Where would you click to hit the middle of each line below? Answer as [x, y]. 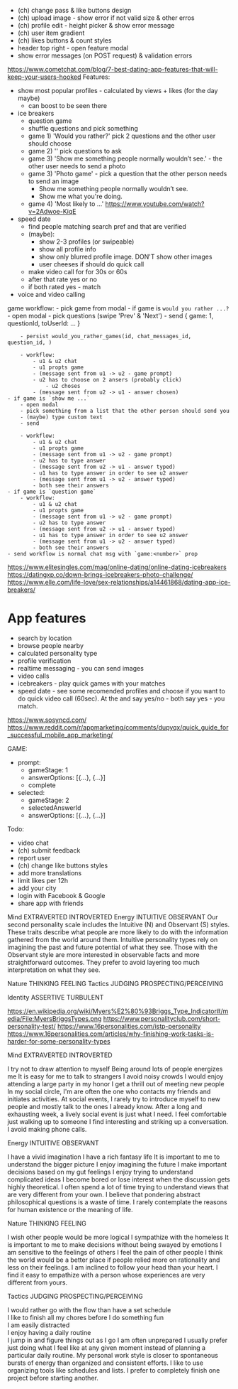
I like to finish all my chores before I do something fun [86, 1317]
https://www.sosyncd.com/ [47, 720]
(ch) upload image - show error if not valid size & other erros [106, 18]
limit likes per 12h [43, 880]
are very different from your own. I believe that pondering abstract [104, 1194]
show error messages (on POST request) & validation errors [105, 55]
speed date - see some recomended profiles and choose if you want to [121, 691]
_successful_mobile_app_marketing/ [60, 735]
